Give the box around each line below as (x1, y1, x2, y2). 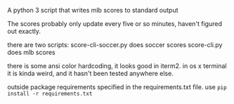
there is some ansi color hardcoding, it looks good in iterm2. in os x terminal (7, 62, 227, 70)
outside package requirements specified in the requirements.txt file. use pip (7, 83, 227, 91)
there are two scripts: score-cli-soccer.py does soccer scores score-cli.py (7, 41, 223, 48)
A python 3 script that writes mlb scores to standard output (7, 6, 178, 14)
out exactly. (7, 27, 41, 35)
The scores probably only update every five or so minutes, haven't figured (7, 20, 223, 27)
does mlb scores (7, 48, 56, 56)
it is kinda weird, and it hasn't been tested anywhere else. (7, 70, 174, 77)
